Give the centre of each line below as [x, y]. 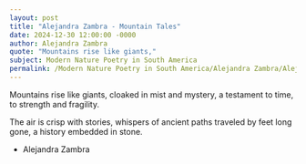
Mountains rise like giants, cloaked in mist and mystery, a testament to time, [152, 94]
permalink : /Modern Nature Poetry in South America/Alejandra [130, 69]
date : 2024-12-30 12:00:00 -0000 [73, 35]
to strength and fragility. [55, 104]
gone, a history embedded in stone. [76, 131]
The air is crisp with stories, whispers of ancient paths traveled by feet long [151, 122]
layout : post [34, 18]
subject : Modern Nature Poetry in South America [103, 60]
